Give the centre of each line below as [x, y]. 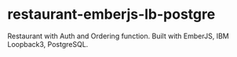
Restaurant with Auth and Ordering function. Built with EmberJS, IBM [118, 36]
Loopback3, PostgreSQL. [48, 44]
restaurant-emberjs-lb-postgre [111, 14]
